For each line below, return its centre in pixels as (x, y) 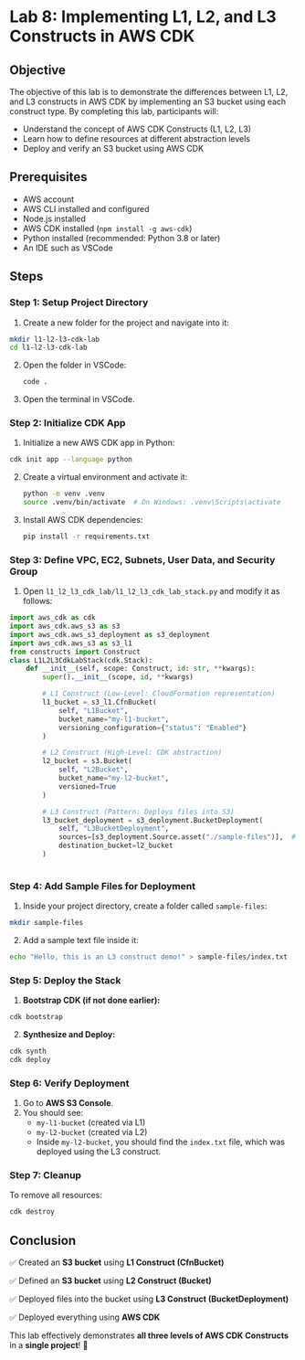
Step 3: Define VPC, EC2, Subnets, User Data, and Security (142, 559)
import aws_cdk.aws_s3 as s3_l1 (71, 643)
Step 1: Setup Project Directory (79, 303)
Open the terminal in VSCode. (79, 399)
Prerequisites (48, 177)
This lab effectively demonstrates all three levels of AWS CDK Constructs (149, 1335)
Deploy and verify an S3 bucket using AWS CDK (113, 149)
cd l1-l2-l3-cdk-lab (49, 348)
